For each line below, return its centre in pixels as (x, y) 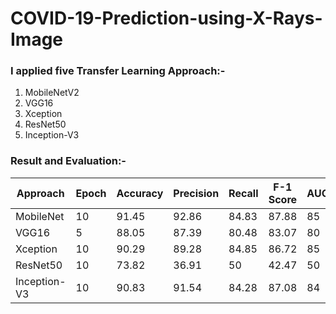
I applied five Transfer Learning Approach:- (118, 71)
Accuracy (140, 193)
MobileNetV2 (52, 93)
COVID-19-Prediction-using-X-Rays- (166, 18)
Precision (196, 193)
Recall (243, 193)
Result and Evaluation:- (68, 161)
